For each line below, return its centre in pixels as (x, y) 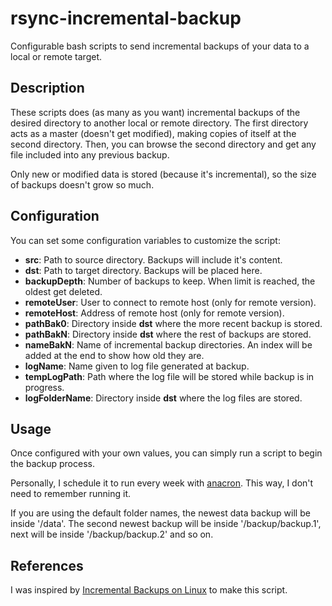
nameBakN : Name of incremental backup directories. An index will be (168, 344)
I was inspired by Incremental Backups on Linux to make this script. (149, 590)
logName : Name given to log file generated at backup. (137, 366)
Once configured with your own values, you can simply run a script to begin (166, 453)
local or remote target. (56, 56)
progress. (44, 387)
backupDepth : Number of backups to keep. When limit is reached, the (170, 281)
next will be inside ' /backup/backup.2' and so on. (112, 534)
